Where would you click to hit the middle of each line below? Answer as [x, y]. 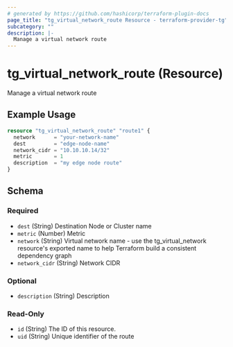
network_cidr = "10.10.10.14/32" [62, 150]
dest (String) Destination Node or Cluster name [84, 226]
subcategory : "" [31, 26]
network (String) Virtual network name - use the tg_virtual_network [112, 241]
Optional [22, 280]
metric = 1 [38, 157]
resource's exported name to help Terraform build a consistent [107, 248]
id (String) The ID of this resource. [67, 329]
